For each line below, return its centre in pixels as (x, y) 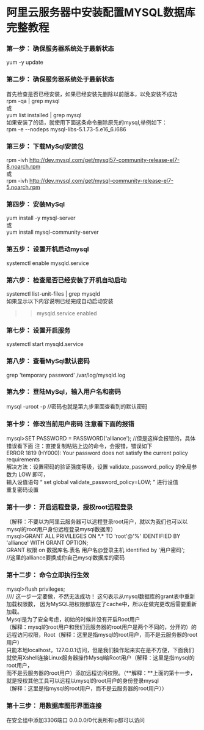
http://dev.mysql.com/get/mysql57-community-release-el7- (105, 160)
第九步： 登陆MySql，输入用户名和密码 (64, 392)
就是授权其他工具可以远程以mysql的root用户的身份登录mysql (82, 680)
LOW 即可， (33, 475)
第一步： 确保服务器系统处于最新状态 (60, 48)
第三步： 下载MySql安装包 (45, 146)
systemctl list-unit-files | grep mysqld (53, 294)
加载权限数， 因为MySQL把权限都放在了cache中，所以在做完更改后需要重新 (102, 604)
